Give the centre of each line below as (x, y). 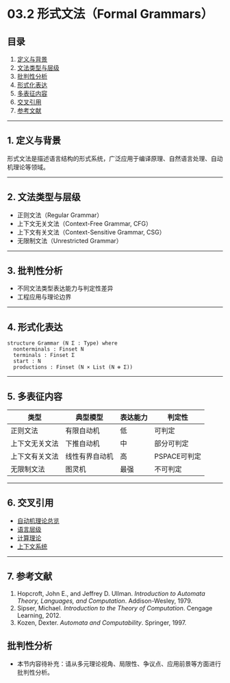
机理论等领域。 (28, 167)
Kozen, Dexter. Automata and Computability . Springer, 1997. (102, 622)
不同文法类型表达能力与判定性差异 (65, 288)
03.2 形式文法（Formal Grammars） (110, 14)
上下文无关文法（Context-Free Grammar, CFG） (85, 223)
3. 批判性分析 (35, 271)
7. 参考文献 (30, 576)
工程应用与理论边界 (44, 297)
